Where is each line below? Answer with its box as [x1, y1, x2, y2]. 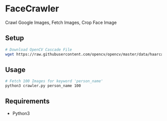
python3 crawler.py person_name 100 [5, 83, 81, 89]
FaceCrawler [5, 3, 59, 14]
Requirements [5, 97, 50, 106]
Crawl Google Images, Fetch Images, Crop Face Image [5, 19, 117, 25]
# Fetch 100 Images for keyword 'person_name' [5, 79, 103, 84]
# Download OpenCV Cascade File [5, 47, 72, 52]
